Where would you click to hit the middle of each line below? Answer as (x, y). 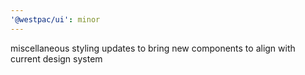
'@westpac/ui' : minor (55, 19)
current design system (56, 58)
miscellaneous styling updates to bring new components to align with (153, 48)
